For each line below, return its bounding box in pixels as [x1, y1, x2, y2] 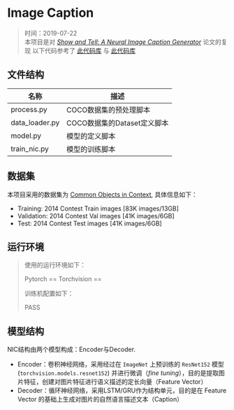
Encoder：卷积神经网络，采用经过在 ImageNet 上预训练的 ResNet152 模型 [17, 360, 225, 369]
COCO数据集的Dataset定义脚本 [66, 118, 169, 127]
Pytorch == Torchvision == [24, 275, 102, 283]
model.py [10, 131, 42, 141]
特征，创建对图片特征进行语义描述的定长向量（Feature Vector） [23, 378, 207, 386]
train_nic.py [10, 143, 49, 153]
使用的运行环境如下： [24, 261, 86, 269]
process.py [10, 104, 47, 114]
